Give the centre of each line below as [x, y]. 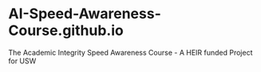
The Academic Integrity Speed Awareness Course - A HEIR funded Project [130, 52]
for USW [22, 61]
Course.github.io [66, 30]
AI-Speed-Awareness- [85, 14]
